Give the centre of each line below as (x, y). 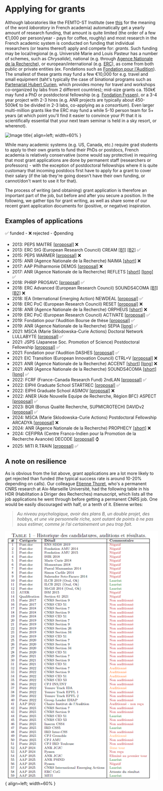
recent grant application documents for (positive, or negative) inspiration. (78, 206)
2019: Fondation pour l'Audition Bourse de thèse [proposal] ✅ (73, 320)
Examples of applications (44, 221)
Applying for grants (45, 9)
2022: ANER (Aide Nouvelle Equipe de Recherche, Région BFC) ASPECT (84, 396)
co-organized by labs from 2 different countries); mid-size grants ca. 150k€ (81, 90)
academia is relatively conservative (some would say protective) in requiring (81, 155)
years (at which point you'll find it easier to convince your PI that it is (73, 115)
